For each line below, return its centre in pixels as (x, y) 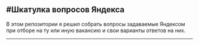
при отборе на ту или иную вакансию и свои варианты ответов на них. (96, 30)
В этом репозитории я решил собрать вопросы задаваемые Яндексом (96, 24)
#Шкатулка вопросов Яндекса (65, 10)
